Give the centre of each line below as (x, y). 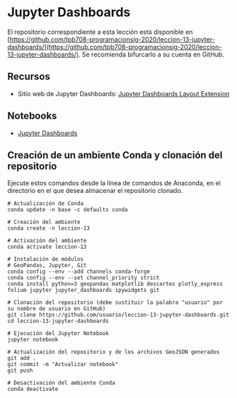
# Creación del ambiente (44, 222)
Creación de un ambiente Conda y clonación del (115, 155)
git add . (22, 358)
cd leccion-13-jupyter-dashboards (58, 321)
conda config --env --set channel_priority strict (83, 278)
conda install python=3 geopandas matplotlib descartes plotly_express (115, 284)
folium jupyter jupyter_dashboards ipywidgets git (83, 291)
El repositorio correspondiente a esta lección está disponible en (100, 32)
